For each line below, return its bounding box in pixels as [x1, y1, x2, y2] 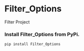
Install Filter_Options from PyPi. [4, 31, 80, 38]
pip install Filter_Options [4, 42, 61, 47]
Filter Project [4, 19, 30, 25]
